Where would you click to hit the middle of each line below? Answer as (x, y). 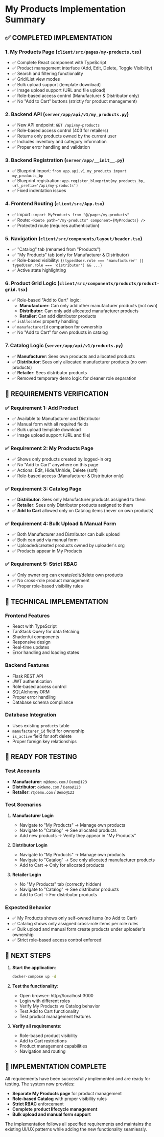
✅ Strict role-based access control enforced (57, 940)
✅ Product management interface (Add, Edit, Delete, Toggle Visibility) (82, 68)
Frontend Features (27, 616)
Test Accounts (23, 771)
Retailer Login (27, 875)
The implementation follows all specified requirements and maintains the (78, 1124)
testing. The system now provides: (40, 1084)
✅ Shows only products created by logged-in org (62, 459)
